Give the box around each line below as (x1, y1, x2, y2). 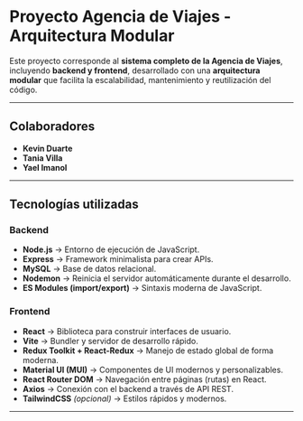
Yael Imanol (22, 162, 68, 173)
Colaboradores (9, 119, 96, 135)
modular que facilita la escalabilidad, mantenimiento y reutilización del (9, 74, 271, 85)
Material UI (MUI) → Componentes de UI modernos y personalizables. (22, 364, 284, 375)
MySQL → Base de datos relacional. (22, 264, 157, 275)
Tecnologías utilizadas (9, 197, 139, 212)
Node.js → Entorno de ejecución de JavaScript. (22, 244, 200, 255)
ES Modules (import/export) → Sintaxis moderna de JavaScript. (22, 283, 262, 294)
